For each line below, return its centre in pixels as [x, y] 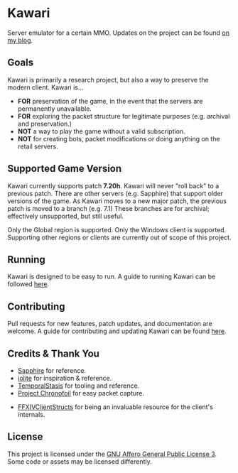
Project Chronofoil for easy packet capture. [81, 393]
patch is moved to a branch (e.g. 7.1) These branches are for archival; [108, 208]
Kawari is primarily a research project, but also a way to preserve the [108, 80]
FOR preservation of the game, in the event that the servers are [110, 101]
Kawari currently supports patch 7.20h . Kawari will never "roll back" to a [113, 185]
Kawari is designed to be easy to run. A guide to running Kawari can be [112, 277]
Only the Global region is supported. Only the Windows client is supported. [117, 229]
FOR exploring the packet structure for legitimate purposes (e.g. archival [124, 116]
